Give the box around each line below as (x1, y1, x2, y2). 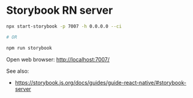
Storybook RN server (6, 4, 113, 17)
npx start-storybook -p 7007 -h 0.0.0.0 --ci (6, 23, 122, 29)
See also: (6, 67, 29, 75)
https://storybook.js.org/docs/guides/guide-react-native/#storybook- (14, 79, 187, 86)
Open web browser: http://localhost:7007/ (6, 56, 110, 63)
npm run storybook (6, 45, 52, 51)
